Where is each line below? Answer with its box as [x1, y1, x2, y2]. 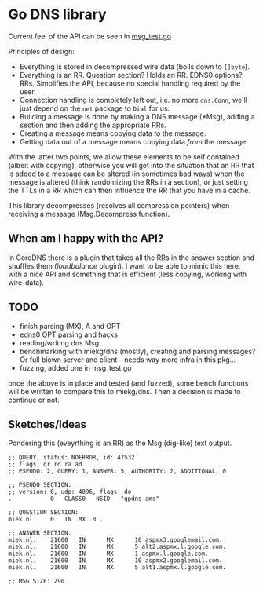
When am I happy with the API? [8, 232, 164, 245]
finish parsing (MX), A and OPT [19, 321, 121, 331]
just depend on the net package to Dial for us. [19, 104, 170, 113]
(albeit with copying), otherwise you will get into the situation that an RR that [8, 160, 254, 170]
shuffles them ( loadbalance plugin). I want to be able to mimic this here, [8, 261, 241, 270]
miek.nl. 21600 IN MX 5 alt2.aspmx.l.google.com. [8, 543, 226, 551]
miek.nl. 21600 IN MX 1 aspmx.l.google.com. [8, 550, 210, 558]
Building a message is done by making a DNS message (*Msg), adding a [19, 111, 255, 121]
